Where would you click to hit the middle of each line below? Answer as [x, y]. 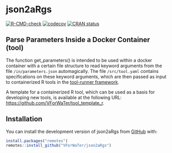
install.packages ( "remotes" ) [37, 141]
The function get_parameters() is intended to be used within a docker [79, 60]
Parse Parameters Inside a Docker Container [78, 40]
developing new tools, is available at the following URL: [64, 97]
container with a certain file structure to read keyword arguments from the [84, 66]
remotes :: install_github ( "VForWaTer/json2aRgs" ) [59, 146]
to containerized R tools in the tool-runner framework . [63, 82]
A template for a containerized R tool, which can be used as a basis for [80, 92]
